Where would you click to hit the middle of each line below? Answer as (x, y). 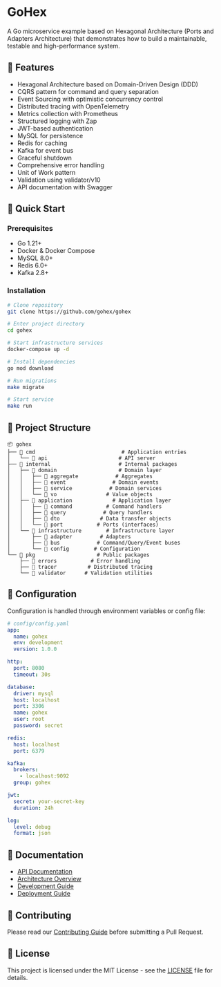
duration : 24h (33, 808)
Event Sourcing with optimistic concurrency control (90, 99)
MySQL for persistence (50, 135)
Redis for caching (42, 143)
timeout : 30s (32, 675)
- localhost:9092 (45, 776)
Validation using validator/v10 (59, 180)
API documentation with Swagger (65, 187)
